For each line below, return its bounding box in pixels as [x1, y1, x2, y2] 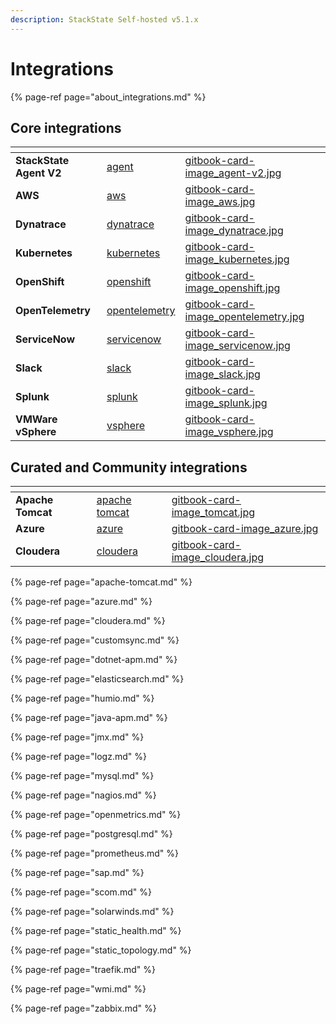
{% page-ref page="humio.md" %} [10, 692, 155, 705]
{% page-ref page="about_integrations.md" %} [10, 91, 207, 103]
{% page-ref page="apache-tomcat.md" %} [10, 576, 193, 588]
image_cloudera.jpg [171, 551, 264, 565]
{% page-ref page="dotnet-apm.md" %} [10, 654, 178, 666]
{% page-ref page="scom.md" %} [10, 886, 152, 898]
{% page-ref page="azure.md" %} [10, 596, 153, 608]
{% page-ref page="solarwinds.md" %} [10, 906, 175, 918]
